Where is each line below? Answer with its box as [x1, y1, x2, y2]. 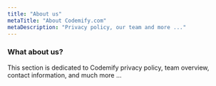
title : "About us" [7, 10, 62, 18]
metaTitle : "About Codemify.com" [7, 17, 107, 24]
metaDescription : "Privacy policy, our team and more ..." [7, 23, 187, 31]
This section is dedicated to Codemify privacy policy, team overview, [7, 63, 210, 72]
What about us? [7, 47, 63, 57]
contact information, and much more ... [7, 70, 123, 79]
